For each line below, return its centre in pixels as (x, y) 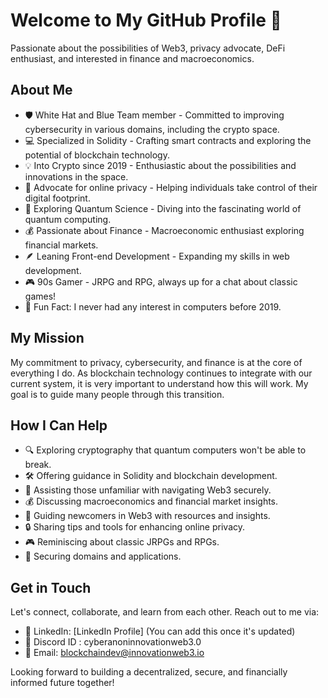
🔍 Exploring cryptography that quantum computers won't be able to (165, 450)
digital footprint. (57, 198)
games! (40, 296)
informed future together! (62, 683)
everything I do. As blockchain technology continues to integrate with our (161, 373)
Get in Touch (51, 587)
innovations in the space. (76, 176)
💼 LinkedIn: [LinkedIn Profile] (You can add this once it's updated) (160, 631)
